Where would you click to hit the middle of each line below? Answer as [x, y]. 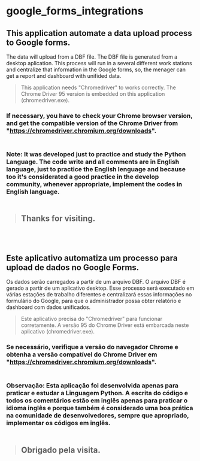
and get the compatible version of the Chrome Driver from [92, 123]
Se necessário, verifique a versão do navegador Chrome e [92, 347]
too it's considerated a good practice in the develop [83, 177]
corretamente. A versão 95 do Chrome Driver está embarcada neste [105, 325]
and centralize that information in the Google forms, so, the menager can [96, 69]
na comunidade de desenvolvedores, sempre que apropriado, [98, 415]
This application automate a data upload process [99, 33]
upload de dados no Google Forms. [73, 268]
